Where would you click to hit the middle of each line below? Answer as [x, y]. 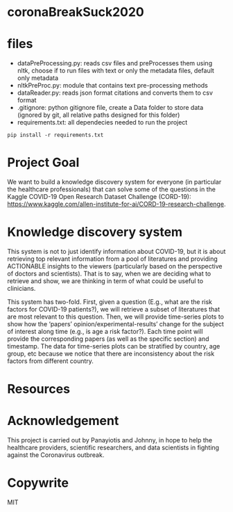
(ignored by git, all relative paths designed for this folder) [98, 115]
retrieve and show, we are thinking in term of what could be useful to [105, 281]
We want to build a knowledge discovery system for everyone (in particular [114, 182]
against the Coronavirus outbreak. [56, 455]
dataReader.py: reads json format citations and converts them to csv [115, 93]
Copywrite [38, 483]
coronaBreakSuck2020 [76, 12]
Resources [39, 389]
